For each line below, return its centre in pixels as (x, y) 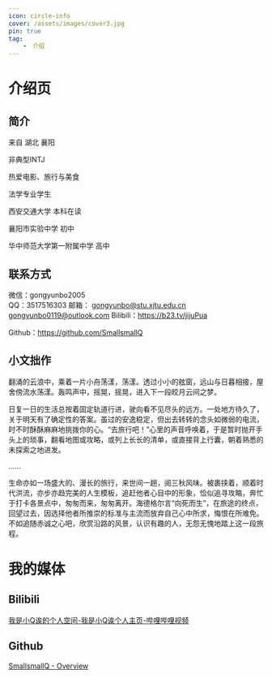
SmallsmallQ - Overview (49, 666)
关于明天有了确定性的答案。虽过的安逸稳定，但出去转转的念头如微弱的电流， (136, 419)
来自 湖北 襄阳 (32, 142)
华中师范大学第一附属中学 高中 (59, 246)
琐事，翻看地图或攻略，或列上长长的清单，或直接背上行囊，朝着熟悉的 (147, 439)
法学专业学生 (30, 194)
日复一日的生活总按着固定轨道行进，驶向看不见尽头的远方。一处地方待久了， (136, 409)
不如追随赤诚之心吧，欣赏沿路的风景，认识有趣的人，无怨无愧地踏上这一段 (132, 523)
